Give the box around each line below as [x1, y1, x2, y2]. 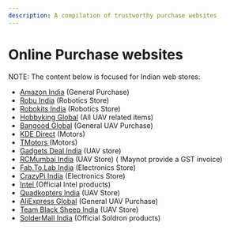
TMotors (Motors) [19, 138, 78, 147]
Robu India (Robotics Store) [19, 96, 110, 105]
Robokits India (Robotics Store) [19, 104, 121, 113]
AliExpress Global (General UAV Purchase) [19, 196, 158, 205]
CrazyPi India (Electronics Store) [19, 171, 126, 180]
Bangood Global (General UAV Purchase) [19, 120, 154, 130]
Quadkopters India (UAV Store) [19, 187, 121, 198]
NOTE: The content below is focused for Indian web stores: [8, 72, 201, 81]
